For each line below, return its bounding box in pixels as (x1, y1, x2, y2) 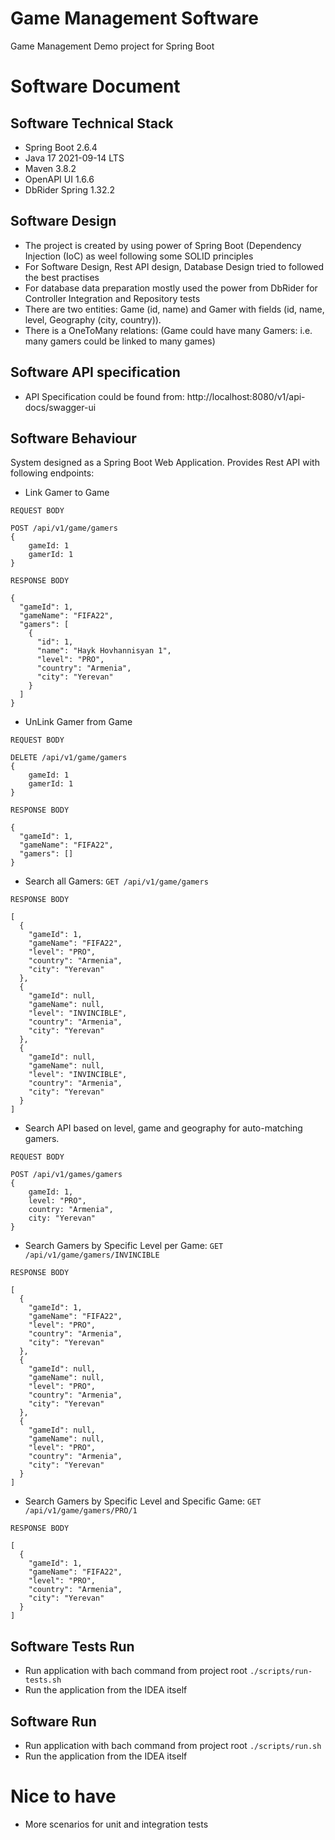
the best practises (24, 271, 100, 283)
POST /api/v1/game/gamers (10, 523, 118, 534)
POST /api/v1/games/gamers (10, 1170, 123, 1180)
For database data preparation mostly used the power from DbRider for (24, 282, 318, 294)
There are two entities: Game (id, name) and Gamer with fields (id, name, (24, 303, 325, 315)
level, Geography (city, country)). (24, 313, 162, 326)
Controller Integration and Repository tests (24, 292, 201, 304)
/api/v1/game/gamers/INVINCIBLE (24, 1250, 160, 1261)
